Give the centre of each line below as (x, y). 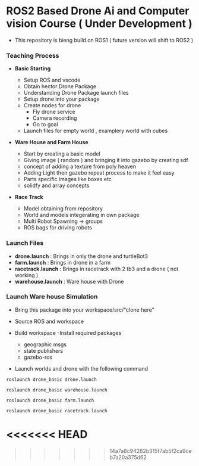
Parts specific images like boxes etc (67, 179)
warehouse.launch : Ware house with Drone (69, 281)
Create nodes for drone (52, 105)
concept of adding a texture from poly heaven (80, 167)
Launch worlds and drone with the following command (81, 368)
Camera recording (55, 118)
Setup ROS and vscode (52, 80)
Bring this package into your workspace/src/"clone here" (84, 310)
